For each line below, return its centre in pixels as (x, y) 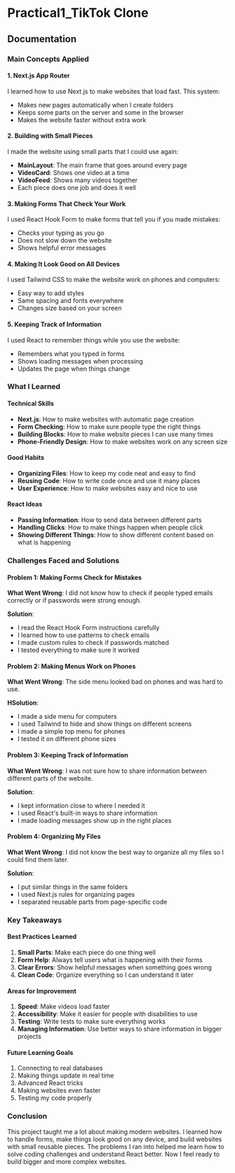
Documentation (42, 39)
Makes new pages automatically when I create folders (95, 105)
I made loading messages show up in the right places (94, 820)
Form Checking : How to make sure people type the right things (109, 426)
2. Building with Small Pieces (50, 136)
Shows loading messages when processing (80, 361)
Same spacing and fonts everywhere (70, 301)
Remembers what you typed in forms (71, 354)
